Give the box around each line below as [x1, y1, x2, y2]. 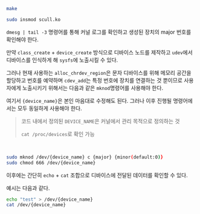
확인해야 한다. [6, 36, 39, 43]
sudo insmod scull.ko [6, 16, 61, 22]
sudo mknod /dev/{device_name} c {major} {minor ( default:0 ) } [6, 154, 164, 160]
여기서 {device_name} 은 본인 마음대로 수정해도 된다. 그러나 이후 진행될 [6, 97, 172, 104]
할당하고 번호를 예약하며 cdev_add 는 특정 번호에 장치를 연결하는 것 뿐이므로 [6, 76, 183, 84]
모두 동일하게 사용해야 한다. [17, 105, 83, 112]
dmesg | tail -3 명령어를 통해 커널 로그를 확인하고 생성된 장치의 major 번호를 [6, 28, 192, 36]
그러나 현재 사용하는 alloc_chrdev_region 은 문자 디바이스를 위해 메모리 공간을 [6, 69, 192, 76]
